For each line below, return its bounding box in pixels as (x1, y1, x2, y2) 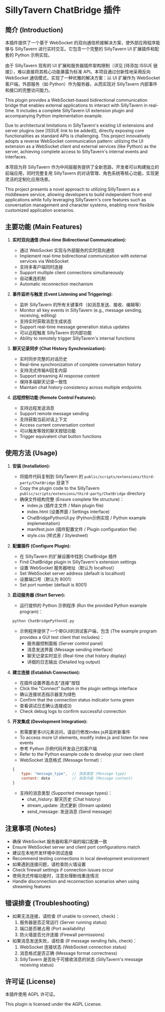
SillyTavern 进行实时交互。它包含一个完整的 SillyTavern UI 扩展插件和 (14, 46, 155, 52)
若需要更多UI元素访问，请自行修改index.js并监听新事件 (19, 729, 131, 735)
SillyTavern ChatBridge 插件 (5, 4, 121, 16)
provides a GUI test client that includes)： (19, 634, 104, 640)
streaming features (12, 883, 51, 889)
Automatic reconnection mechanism (19, 281, 94, 287)
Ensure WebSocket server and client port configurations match (12, 844, 140, 850)
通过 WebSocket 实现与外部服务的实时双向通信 (19, 247, 115, 253)
